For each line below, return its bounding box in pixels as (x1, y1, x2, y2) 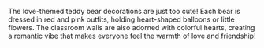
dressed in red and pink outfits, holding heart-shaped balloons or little (8, 15, 235, 24)
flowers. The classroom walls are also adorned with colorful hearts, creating (8, 23, 255, 32)
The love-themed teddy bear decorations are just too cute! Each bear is (8, 7, 240, 15)
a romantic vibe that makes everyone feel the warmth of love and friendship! (8, 31, 256, 40)
